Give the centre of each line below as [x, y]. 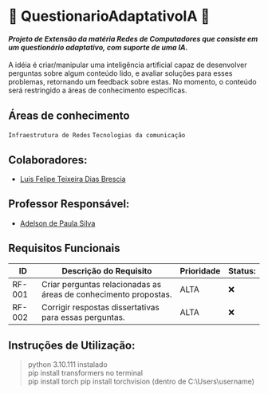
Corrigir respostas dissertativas [100, 307]
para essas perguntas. [83, 317]
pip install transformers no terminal [85, 373]
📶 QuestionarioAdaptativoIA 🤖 [109, 16]
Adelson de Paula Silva [57, 223]
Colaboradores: [48, 160]
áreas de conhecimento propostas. [106, 294]
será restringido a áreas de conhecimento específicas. [98, 90]
